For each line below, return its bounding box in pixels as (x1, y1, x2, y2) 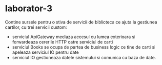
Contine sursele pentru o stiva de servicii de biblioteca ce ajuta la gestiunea (5, 19, 158, 25)
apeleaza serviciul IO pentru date (12, 49, 79, 55)
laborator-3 (5, 3, 53, 14)
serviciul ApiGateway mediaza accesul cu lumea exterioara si (12, 34, 136, 40)
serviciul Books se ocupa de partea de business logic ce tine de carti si (12, 44, 156, 50)
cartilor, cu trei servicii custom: (5, 24, 67, 30)
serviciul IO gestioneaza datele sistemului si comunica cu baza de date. (12, 54, 156, 60)
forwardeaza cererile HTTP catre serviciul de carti (12, 39, 113, 44)
